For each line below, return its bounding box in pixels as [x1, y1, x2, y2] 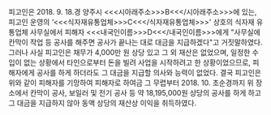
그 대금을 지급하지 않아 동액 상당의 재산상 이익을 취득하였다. [8, 98, 197, 108]
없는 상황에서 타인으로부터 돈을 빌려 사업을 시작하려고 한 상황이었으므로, [23, 57, 252, 67]
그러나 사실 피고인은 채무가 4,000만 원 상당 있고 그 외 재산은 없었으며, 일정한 [8, 48, 251, 57]
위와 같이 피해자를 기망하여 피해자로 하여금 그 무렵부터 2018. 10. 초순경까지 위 [8, 78, 254, 87]
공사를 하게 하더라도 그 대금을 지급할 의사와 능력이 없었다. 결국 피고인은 [36, 68, 262, 77]
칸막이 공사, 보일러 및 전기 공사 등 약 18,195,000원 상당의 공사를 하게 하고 [29, 88, 262, 97]
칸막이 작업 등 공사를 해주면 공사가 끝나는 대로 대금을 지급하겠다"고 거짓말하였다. [8, 37, 263, 47]
